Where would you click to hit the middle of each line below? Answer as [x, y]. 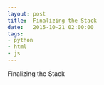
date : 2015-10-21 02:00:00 [51, 27]
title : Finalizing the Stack [52, 21]
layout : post [27, 14]
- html [17, 47]
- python [20, 40]
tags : [15, 34]
